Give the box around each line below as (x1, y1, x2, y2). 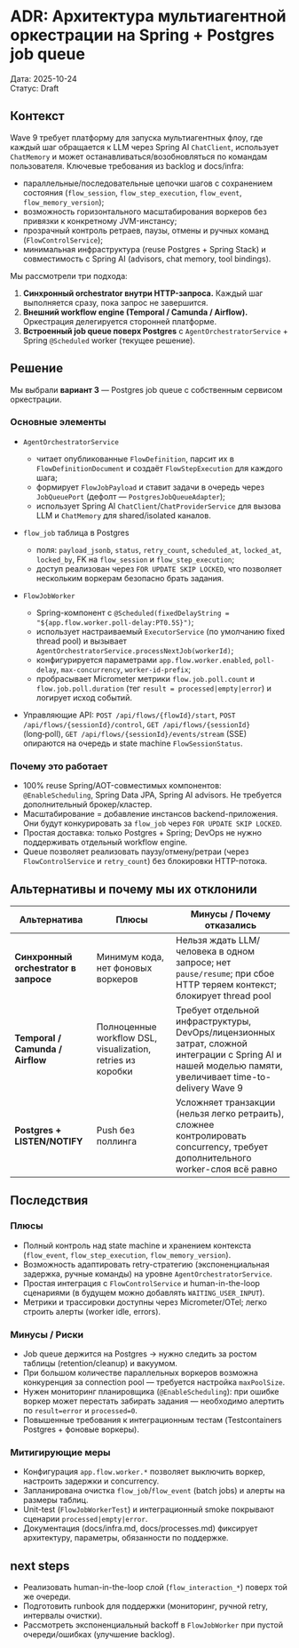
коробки (96, 1065, 133, 1077)
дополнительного (175, 1151, 252, 1164)
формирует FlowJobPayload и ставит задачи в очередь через (35, 482, 265, 492)
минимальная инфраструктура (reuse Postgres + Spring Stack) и (22, 244, 267, 254)
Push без (96, 1124, 136, 1136)
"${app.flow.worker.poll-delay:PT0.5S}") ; (35, 616, 194, 628)
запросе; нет (175, 956, 232, 968)
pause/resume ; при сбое (175, 967, 275, 980)
